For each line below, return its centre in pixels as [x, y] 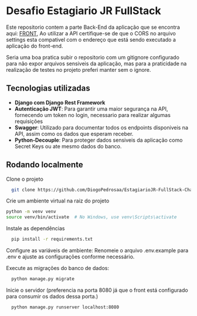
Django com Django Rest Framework [60, 102]
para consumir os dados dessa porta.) [52, 296]
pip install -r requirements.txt [52, 240]
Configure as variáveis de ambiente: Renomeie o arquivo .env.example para [97, 251]
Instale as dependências [35, 228]
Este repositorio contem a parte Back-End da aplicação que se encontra [93, 27]
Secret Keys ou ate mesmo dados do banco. [68, 146]
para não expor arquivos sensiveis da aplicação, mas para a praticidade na [96, 64]
